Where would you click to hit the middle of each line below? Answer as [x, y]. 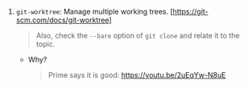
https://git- [190, 12]
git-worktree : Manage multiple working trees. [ [94, 12]
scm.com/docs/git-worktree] [64, 20]
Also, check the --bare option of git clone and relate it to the [138, 36]
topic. [45, 44]
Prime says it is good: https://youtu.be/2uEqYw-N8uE [137, 75]
